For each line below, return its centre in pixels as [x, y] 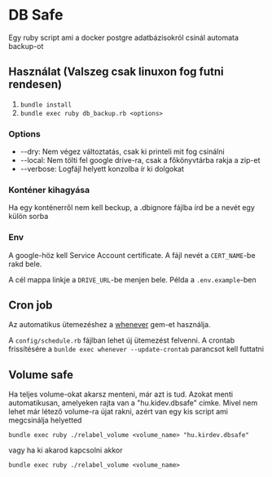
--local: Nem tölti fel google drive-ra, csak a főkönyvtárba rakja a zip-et [140, 160]
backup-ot [26, 46]
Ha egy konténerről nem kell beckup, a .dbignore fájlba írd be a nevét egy [132, 208]
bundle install [46, 105]
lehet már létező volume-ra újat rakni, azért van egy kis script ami [118, 412]
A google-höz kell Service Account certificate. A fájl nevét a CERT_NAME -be [132, 255]
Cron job [31, 306]
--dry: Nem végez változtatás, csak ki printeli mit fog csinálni [123, 151]
